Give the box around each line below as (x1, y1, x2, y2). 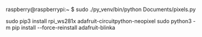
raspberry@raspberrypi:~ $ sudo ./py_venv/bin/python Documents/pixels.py (5, 6, 196, 13)
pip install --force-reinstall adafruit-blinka (12, 24, 116, 31)
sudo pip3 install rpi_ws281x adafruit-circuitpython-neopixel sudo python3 (5, 18, 192, 24)
